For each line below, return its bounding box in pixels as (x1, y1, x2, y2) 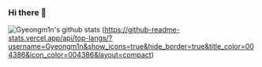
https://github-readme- (104, 25, 180, 35)
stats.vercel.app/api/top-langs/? (8, 33, 113, 43)
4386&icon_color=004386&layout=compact (8, 50, 152, 60)
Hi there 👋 (8, 7, 47, 18)
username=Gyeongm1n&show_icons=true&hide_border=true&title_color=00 (8, 42, 255, 51)
